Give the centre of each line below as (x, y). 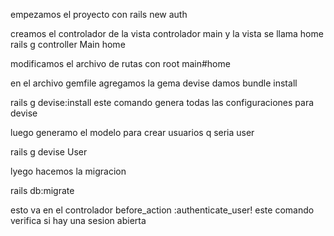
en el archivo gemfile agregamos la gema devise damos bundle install (154, 83)
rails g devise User (49, 152)
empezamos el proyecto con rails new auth (99, 14)
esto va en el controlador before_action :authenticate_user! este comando (162, 210)
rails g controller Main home (68, 44)
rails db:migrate (42, 190)
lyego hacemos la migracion (68, 171)
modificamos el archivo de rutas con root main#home (120, 63)
